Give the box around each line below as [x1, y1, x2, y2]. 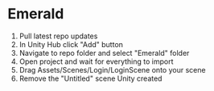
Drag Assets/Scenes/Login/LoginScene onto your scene [19, 65, 206, 74]
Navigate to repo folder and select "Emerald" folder [19, 48, 190, 57]
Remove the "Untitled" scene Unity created [19, 73, 163, 83]
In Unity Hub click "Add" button [19, 39, 124, 49]
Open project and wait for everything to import [19, 57, 174, 66]
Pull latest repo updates [19, 31, 98, 41]
